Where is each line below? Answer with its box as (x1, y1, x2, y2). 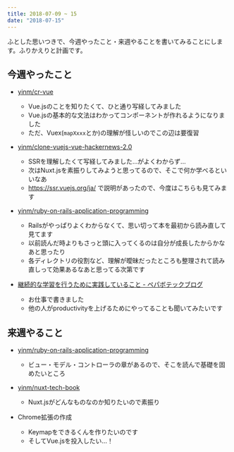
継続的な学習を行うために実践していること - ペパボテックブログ (17, 280, 203, 289)
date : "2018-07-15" (7, 17, 65, 24)
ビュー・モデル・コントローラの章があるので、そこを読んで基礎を (27, 360, 220, 369)
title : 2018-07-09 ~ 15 (7, 10, 78, 18)
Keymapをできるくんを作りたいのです (27, 428, 139, 436)
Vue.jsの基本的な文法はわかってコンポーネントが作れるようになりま (27, 111, 226, 120)
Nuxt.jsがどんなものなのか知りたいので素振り (27, 398, 160, 406)
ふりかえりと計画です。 (18, 46, 87, 54)
